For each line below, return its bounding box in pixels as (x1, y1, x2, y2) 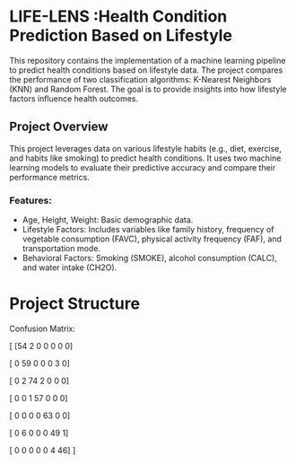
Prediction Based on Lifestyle (9, 25, 233, 46)
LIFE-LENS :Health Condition (9, 6, 228, 27)
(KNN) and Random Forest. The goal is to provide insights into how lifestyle (9, 83, 287, 94)
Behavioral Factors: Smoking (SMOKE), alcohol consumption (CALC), (22, 253, 278, 264)
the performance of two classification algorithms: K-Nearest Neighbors (9, 74, 272, 84)
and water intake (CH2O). (22, 262, 118, 273)
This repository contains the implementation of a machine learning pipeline (9, 55, 286, 66)
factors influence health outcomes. (9, 92, 139, 104)
